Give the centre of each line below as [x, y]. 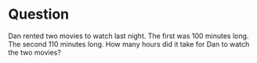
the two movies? [34, 52]
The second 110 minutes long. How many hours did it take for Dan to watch [129, 44]
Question [38, 14]
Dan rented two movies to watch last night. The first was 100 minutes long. [128, 36]
